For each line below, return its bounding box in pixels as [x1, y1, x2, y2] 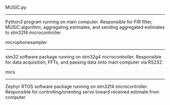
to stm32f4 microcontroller [5, 30, 61, 35]
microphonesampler [5, 39, 47, 45]
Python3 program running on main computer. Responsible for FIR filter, [5, 19, 153, 25]
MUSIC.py [5, 5, 27, 10]
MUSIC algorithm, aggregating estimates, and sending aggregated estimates [5, 24, 165, 30]
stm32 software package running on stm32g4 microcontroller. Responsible [5, 54, 162, 60]
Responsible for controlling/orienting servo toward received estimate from [5, 89, 159, 95]
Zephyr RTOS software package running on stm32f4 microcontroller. [5, 83, 148, 89]
